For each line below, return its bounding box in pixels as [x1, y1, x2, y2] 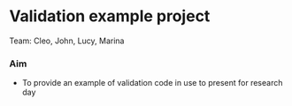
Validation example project [9, 6, 211, 26]
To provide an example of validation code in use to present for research [21, 78, 283, 88]
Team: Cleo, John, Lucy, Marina [9, 35, 125, 46]
